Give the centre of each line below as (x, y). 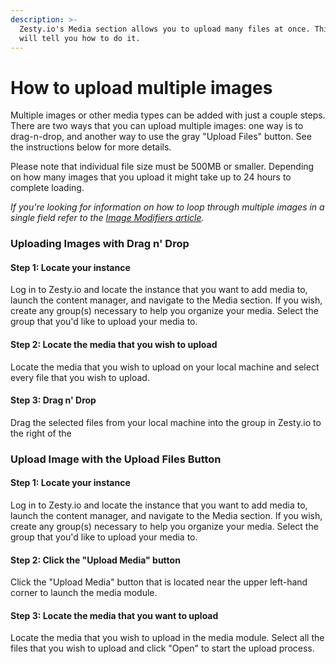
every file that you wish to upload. (80, 377)
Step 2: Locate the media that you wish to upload (114, 345)
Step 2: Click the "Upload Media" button (95, 560)
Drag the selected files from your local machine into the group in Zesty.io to (166, 422)
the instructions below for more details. (91, 147)
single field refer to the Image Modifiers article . (107, 218)
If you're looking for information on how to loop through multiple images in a (167, 207)
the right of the (41, 433)
